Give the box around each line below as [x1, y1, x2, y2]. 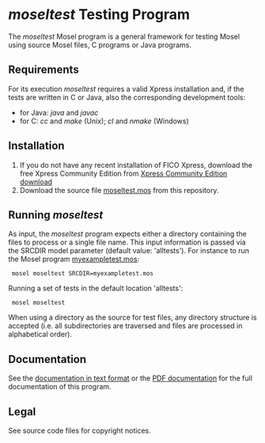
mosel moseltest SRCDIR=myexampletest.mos [11, 270, 154, 278]
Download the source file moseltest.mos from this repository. [19, 185, 219, 195]
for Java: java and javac [19, 108, 99, 117]
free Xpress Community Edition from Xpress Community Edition [19, 168, 228, 178]
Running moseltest [8, 208, 104, 221]
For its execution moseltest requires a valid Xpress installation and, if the [8, 84, 244, 93]
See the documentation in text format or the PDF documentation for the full [8, 373, 253, 383]
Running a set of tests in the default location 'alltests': [8, 283, 184, 293]
